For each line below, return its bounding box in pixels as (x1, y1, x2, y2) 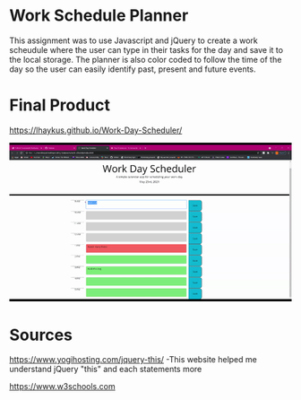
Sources (9, 325, 73, 345)
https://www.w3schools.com (9, 381, 116, 392)
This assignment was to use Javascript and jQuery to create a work (9, 35, 258, 46)
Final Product (9, 95, 110, 116)
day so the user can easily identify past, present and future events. (9, 64, 257, 74)
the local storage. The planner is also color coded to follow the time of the (9, 54, 282, 65)
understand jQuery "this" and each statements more (9, 364, 202, 375)
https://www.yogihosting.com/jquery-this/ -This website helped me (9, 354, 257, 365)
